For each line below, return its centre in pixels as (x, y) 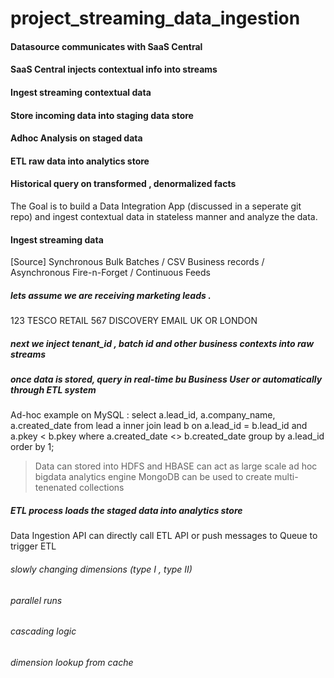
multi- (286, 477)
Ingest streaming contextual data (81, 92)
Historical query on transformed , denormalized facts (123, 184)
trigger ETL (33, 546)
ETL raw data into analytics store (80, 161)
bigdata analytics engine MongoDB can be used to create (153, 477)
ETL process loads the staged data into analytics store (126, 511)
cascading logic (43, 631)
